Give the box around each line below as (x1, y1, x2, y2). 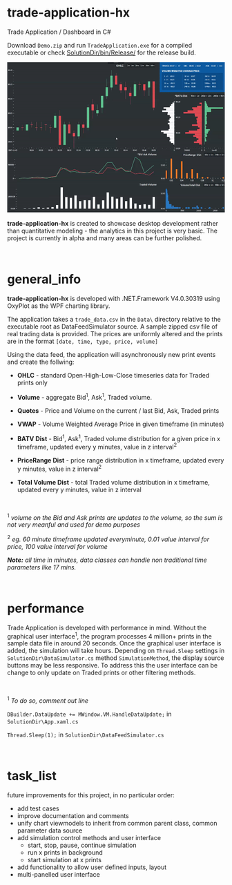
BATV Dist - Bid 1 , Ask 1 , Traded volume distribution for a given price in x (17, 433, 221, 442)
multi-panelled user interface (17, 871, 100, 879)
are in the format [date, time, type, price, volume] (7, 337, 159, 345)
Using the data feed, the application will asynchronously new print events (7, 350, 216, 358)
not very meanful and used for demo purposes (7, 521, 140, 529)
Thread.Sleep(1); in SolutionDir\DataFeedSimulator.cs (7, 730, 164, 739)
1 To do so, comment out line (7, 695, 88, 705)
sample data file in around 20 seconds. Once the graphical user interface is (7, 639, 222, 648)
